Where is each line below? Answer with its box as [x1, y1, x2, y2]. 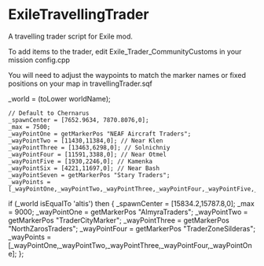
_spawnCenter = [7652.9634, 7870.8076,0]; [8, 116, 149, 124]
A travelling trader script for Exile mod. [8, 31, 134, 41]
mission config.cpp [8, 55, 71, 65]
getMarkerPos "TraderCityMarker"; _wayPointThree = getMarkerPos [8, 215, 230, 225]
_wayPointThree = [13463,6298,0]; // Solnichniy [8, 143, 170, 151]
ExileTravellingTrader [8, 6, 149, 24]
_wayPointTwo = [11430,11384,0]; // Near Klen [8, 136, 163, 145]
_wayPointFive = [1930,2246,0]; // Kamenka [8, 157, 153, 165]
